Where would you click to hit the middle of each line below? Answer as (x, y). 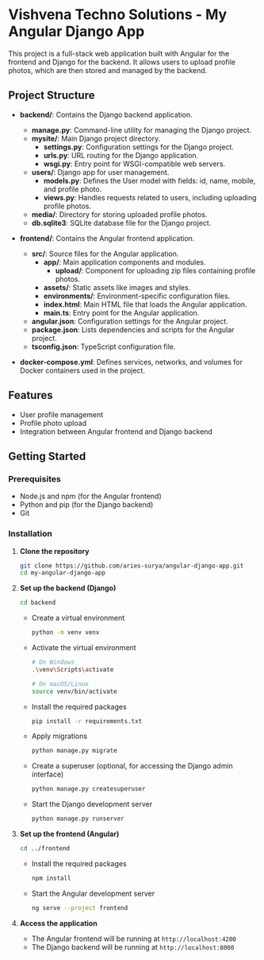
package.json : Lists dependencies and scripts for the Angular (133, 329)
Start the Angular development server (93, 893)
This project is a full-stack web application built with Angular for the (119, 53)
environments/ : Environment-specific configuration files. (137, 296)
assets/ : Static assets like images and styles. (117, 287)
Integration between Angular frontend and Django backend (116, 432)
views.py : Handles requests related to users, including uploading (150, 197)
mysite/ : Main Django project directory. (96, 138)
